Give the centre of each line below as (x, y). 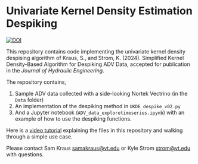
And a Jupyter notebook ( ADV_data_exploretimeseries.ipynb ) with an (100, 112)
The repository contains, (36, 82)
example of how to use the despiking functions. (73, 119)
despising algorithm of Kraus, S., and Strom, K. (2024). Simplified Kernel (95, 58)
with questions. (25, 154)
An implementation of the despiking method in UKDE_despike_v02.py (98, 106)
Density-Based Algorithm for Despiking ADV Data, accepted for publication (98, 64)
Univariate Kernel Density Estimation (99, 11)
